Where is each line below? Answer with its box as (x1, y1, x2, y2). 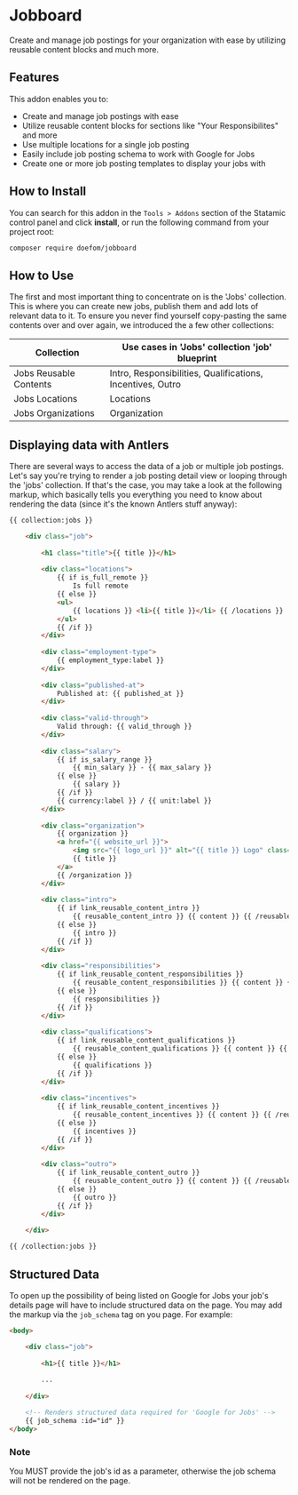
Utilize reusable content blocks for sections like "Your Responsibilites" (21, 120, 279, 131)
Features (9, 70, 59, 85)
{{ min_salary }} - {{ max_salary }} (72, 763, 213, 772)
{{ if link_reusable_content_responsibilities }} (56, 970, 244, 979)
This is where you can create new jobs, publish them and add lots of (9, 301, 259, 312)
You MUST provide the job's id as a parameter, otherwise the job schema (9, 1466, 277, 1476)
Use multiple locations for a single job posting (21, 139, 190, 149)
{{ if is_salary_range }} (56, 755, 153, 764)
